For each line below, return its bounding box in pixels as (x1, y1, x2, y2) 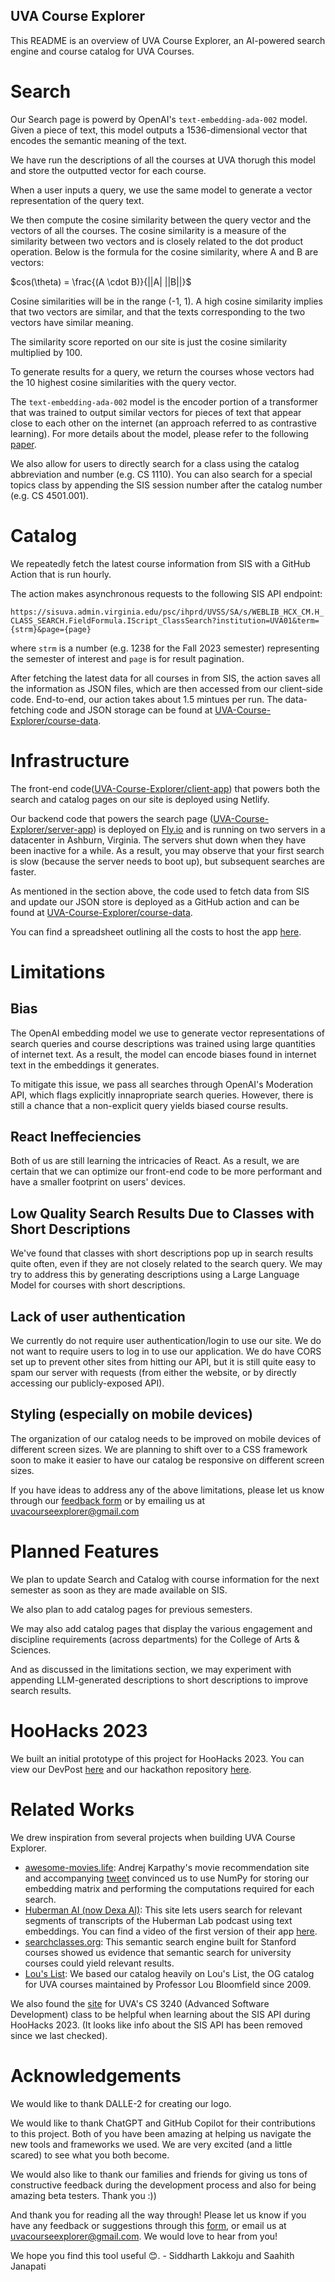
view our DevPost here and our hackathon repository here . (10, 1763, 252, 1775)
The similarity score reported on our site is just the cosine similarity (10, 335, 288, 348)
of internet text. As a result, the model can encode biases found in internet (10, 1048, 317, 1060)
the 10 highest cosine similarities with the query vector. (10, 376, 237, 388)
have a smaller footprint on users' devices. (10, 1176, 186, 1188)
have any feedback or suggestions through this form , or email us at (10, 2219, 287, 2231)
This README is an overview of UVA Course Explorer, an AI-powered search (10, 34, 326, 46)
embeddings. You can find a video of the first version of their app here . (24, 1925, 318, 1937)
